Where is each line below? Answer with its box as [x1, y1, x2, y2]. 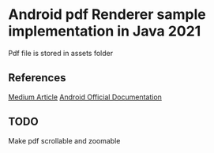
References [8, 71, 66, 84]
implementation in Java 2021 [8, 22, 201, 40]
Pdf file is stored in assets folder [8, 48, 114, 58]
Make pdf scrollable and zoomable [8, 136, 121, 145]
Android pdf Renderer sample [8, 6, 207, 24]
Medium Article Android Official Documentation [8, 92, 162, 102]
